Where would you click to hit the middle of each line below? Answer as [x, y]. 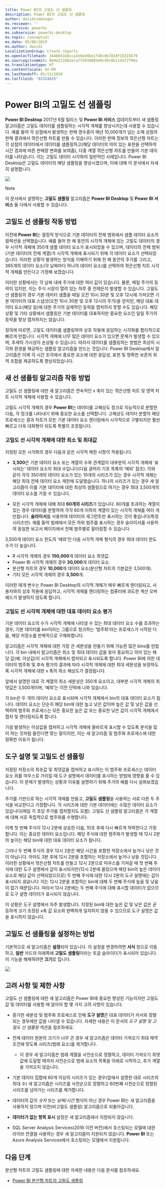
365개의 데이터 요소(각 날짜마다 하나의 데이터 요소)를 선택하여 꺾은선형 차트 [78, 265]
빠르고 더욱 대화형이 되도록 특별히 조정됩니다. [49, 426]
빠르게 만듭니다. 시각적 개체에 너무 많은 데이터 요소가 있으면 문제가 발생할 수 [78, 336]
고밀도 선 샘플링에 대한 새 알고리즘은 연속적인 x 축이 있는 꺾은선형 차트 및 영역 [80, 391]
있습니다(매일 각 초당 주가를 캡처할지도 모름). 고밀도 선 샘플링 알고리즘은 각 [77, 811]
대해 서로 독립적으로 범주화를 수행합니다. [49, 817]
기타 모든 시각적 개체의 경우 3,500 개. [48, 574]
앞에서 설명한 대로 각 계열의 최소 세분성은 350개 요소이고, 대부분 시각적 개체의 [80, 681]
